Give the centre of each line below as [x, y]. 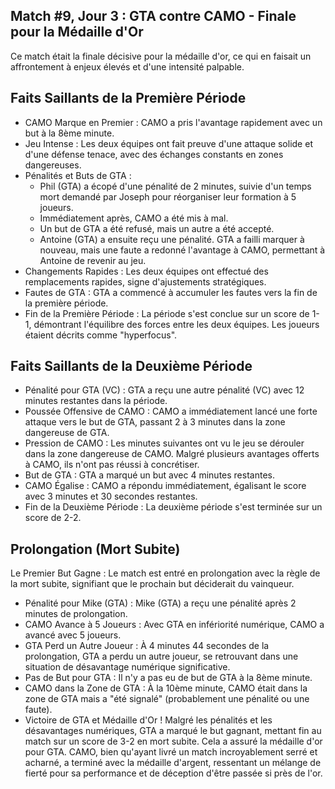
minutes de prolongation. [76, 614]
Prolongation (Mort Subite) [95, 549]
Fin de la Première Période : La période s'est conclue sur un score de [167, 313]
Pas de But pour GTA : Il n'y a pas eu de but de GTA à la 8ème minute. [168, 678]
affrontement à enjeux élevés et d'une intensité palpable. [127, 66]
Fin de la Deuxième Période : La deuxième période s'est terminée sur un [173, 507]
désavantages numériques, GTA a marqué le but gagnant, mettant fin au [173, 731]
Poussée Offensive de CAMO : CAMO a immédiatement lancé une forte [171, 411]
